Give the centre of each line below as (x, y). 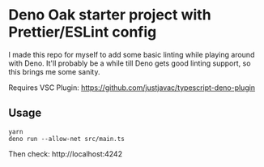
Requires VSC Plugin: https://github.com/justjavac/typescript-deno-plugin (132, 88)
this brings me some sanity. (54, 71)
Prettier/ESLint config (83, 32)
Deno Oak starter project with (110, 15)
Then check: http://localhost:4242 (66, 154)
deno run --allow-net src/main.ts (67, 139)
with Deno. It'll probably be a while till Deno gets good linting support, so (130, 63)
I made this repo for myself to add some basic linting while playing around (132, 54)
